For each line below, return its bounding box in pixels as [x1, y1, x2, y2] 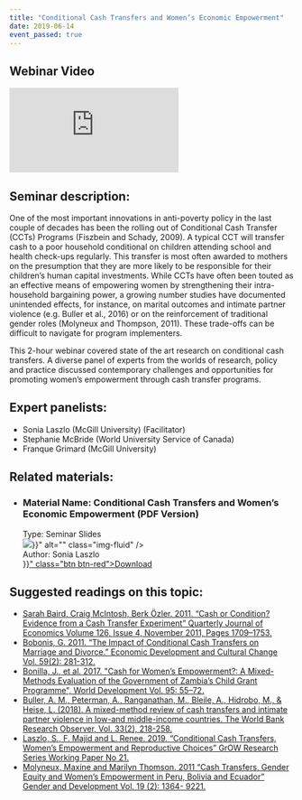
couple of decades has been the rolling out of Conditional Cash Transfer [9, 222, 278, 233]
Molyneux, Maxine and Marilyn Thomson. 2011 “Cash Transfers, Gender [22, 762, 289, 773]
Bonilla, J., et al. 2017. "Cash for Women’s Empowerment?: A [22, 665, 246, 677]
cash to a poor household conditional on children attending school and [9, 241, 272, 252]
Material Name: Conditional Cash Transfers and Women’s [22, 497, 279, 509]
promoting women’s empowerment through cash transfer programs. [9, 374, 261, 385]
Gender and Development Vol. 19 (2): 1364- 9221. [22, 781, 206, 792]
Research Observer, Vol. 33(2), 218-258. [22, 723, 173, 734]
